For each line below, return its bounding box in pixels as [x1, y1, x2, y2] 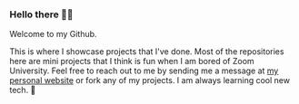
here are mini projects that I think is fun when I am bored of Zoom [9, 56, 254, 67]
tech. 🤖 [9, 85, 36, 96]
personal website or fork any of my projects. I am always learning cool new [9, 75, 291, 86]
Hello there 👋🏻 [9, 8, 75, 21]
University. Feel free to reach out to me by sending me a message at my [9, 65, 279, 76]
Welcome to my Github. [9, 29, 97, 40]
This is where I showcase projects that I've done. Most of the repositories [9, 46, 284, 57]
